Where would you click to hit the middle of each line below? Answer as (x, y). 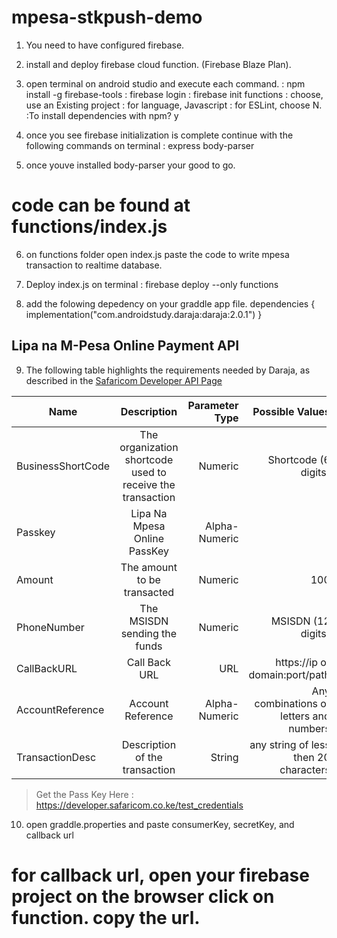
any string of (279, 744)
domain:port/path (289, 674)
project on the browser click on (143, 896)
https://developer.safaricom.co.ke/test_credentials (139, 805)
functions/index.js (89, 227)
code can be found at (101, 205)
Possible (273, 411)
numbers (309, 728)
